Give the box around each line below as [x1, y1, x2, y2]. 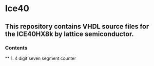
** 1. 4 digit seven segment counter [5, 55, 77, 61]
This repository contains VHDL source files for [5, 22, 149, 31]
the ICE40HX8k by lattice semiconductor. [5, 30, 134, 38]
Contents [5, 44, 28, 51]
